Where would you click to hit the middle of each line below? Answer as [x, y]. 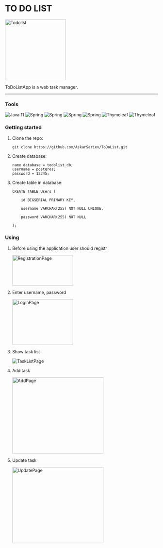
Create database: [29, 156]
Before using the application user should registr [60, 248]
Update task [24, 460]
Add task [21, 370]
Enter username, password [39, 292]
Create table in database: [37, 183]
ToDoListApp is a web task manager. [42, 87]
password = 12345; [31, 173]
